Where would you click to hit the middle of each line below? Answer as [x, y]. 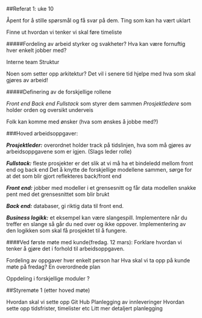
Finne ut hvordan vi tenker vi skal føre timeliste [64, 32]
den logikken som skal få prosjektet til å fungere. [67, 230]
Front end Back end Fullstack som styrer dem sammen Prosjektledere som [99, 103]
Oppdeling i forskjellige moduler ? [48, 278]
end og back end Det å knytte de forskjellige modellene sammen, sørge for [99, 170]
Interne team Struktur [33, 62]
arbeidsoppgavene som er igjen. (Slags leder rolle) [69, 151]
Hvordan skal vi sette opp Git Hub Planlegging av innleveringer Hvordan [96, 302]
